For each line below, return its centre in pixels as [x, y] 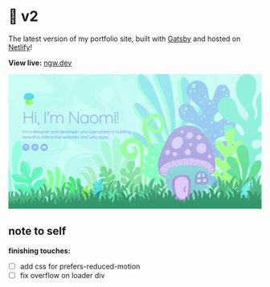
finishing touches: [39, 250]
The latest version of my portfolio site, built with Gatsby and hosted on [125, 39]
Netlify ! [20, 47]
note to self [37, 231]
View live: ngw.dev [40, 63]
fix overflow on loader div [62, 275]
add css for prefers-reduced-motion [80, 266]
